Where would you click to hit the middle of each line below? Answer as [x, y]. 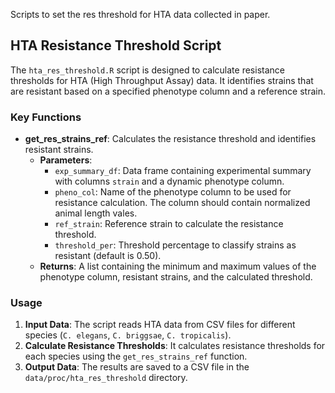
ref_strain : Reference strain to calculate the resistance [169, 224]
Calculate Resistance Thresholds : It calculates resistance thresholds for [175, 346]
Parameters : [66, 160]
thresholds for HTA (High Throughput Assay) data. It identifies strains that [162, 80]
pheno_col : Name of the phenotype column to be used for [173, 192]
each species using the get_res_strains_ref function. [136, 356]
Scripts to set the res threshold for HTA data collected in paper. [140, 14]
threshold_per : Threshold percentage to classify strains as [175, 245]
